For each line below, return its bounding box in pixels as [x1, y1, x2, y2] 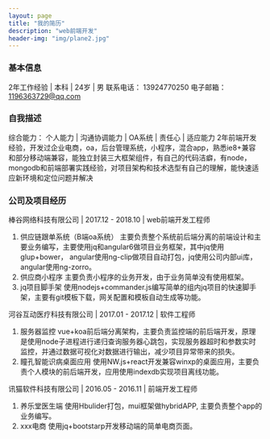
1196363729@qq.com [8, 91, 81, 101]
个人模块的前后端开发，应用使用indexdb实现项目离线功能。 [27, 367, 224, 377]
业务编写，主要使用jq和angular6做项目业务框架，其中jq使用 [27, 242, 224, 252]
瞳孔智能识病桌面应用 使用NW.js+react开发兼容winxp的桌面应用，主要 [19, 357, 252, 367]
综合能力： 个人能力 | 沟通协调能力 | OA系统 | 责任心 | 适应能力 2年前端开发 [8, 132, 257, 142]
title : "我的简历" [8, 19, 66, 27]
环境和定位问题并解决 [22, 172, 93, 182]
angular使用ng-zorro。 [19, 263, 97, 272]
